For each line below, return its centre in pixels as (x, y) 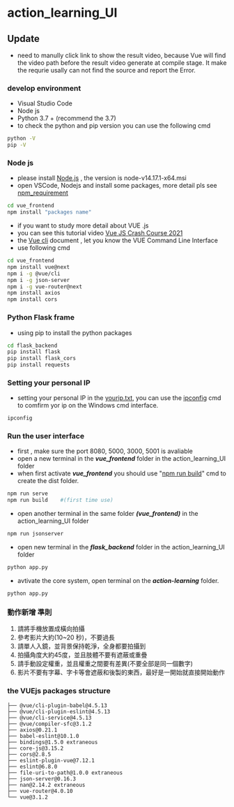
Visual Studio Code (45, 103)
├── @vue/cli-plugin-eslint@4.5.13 (59, 711)
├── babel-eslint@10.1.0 (43, 736)
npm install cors (32, 299)
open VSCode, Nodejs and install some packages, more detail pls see (117, 186)
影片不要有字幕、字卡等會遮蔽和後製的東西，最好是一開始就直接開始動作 (121, 672)
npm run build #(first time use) (60, 501)
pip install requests (39, 365)
